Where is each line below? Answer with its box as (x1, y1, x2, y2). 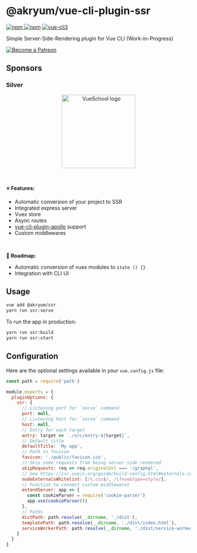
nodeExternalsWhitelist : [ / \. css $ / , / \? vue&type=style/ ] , (21, 476, 167, 482)
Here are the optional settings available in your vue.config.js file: (6, 367, 165, 374)
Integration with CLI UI (14, 269, 69, 276)
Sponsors (6, 63, 42, 73)
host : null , (21, 422, 51, 427)
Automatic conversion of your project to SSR (14, 198, 123, 205)
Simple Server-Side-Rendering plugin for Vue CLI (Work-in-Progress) (6, 35, 174, 42)
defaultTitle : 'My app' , (21, 443, 83, 450)
